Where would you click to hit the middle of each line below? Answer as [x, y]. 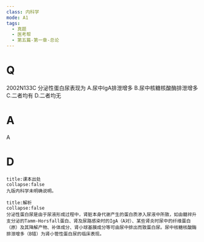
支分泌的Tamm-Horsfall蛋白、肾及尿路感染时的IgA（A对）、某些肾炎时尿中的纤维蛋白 [99, 221]
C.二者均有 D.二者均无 [34, 95]
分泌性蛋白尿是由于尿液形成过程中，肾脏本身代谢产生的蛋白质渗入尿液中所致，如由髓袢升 [101, 214]
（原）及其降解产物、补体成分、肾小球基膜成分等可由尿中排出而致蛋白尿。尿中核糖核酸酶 [101, 227]
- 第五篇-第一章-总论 [36, 40]
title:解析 [19, 202]
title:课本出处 [24, 179]
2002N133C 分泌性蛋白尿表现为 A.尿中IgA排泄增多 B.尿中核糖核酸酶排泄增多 [102, 88]
